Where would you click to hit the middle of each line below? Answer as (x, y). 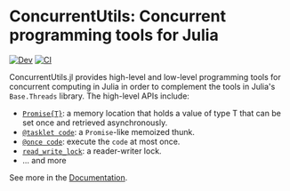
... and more (44, 160)
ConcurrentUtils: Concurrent (118, 16)
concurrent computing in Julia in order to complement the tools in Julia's (142, 86)
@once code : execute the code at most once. (101, 141)
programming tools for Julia (114, 35)
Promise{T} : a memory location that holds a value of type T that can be (152, 113)
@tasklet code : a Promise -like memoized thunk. (109, 131)
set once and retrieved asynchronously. (95, 123)
